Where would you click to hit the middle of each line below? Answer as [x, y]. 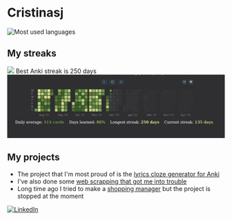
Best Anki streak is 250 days [56, 71]
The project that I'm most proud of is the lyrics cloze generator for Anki [118, 174]
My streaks [32, 53]
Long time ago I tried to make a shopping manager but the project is [114, 188]
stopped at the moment [50, 196]
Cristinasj [36, 13]
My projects [33, 158]
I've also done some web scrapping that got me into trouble [102, 181]
